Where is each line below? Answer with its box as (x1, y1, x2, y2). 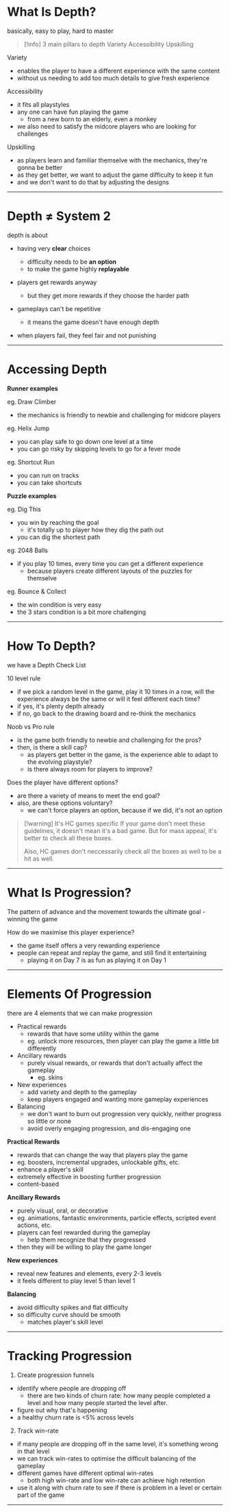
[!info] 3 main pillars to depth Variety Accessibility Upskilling (23, 40, 194, 48)
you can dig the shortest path (16, 532, 101, 541)
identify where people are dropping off (16, 1384, 127, 1392)
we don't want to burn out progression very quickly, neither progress (27, 1109, 222, 1117)
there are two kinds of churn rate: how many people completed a (27, 1391, 211, 1400)
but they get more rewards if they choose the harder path (27, 291, 190, 299)
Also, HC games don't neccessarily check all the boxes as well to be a (23, 847, 222, 855)
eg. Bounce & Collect (7, 587, 67, 595)
